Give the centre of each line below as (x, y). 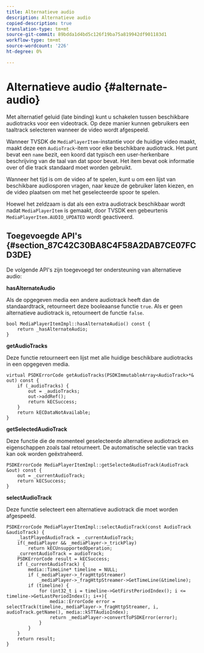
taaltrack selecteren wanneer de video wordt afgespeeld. (78, 130)
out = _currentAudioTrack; (51, 475)
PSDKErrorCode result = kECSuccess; (64, 559)
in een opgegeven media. (38, 364)
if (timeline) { (49, 585)
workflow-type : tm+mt (34, 40)
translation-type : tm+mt (38, 29)
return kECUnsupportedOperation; (70, 548)
